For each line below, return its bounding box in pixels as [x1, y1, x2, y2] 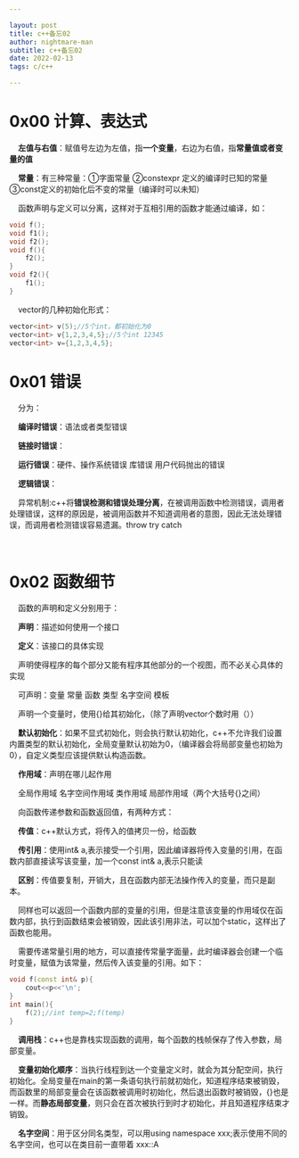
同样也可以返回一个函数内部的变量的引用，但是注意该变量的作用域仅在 [17, 905, 276, 915]
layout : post [9, 21, 58, 29]
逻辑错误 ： [17, 478, 58, 489]
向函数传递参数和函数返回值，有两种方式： [17, 806, 174, 817]
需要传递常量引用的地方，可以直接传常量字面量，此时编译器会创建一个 [17, 947, 276, 957]
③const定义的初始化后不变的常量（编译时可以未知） [9, 184, 205, 194]
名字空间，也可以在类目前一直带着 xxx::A [9, 1138, 159, 1149]
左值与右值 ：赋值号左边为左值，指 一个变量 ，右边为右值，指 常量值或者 [17, 142, 276, 153]
